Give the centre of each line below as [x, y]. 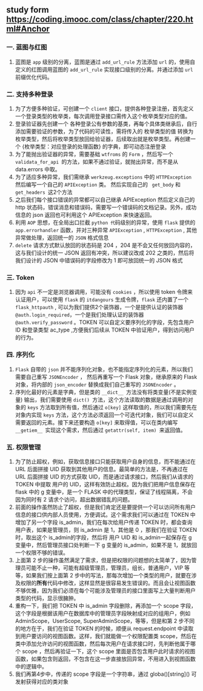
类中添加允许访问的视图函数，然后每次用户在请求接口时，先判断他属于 [103, 644]
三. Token [20, 277]
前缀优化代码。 [34, 77]
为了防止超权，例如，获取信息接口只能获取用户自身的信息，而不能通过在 [105, 461]
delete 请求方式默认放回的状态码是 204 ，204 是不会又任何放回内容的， [105, 245]
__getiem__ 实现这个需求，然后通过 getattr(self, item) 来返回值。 [100, 430]
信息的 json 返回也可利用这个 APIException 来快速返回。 [85, 214]
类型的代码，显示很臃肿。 [47, 598]
